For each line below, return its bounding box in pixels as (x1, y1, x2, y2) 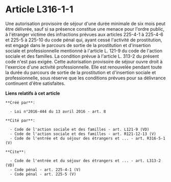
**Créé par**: (5, 100, 36, 105)
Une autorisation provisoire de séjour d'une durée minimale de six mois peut (5, 20, 166, 27)
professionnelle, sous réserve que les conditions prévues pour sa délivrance (5, 75, 166, 81)
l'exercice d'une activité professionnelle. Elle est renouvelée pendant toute (5, 64, 162, 70)
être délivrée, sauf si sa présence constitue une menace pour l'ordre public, (5, 26, 165, 32)
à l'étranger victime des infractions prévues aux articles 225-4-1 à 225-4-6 (5, 31, 163, 37)
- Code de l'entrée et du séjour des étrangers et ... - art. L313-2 (10, 158, 161, 163)
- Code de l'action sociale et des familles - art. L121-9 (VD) (10, 127, 150, 132)
